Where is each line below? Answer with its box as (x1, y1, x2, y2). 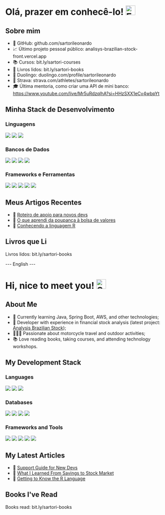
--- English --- (5, 261, 36, 267)
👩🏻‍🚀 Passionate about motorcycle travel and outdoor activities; (12, 330, 146, 336)
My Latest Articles (5, 451, 65, 460)
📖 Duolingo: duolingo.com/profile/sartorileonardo (12, 72, 116, 78)
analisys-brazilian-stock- (85, 46, 138, 52)
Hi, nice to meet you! (5, 280, 95, 292)
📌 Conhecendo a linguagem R (12, 223, 76, 229)
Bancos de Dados (5, 146, 50, 153)
